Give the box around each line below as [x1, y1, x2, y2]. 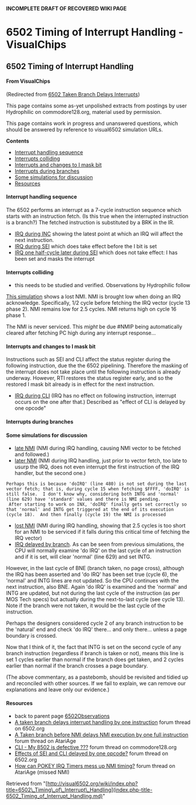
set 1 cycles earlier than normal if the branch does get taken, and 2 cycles [6, 656, 184, 663]
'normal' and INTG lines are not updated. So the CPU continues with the [6, 577, 180, 584]
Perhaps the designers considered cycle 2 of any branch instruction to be [6, 619, 184, 627]
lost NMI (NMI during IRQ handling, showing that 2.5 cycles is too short [14, 522, 186, 529]
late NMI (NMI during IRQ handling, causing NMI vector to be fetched [14, 444, 181, 452]
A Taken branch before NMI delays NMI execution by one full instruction [14, 731, 189, 739]
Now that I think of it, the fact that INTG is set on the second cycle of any [6, 644, 181, 651]
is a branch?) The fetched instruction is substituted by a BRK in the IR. [6, 218, 174, 225]
